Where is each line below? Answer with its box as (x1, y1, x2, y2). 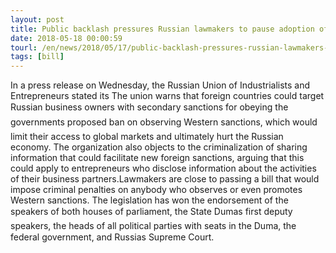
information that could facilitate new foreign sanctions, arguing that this (10, 152, 305, 164)
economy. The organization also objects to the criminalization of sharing (10, 141, 308, 153)
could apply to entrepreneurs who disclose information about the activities (10, 162, 317, 175)
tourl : (10, 42, 38, 53)
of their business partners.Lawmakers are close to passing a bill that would (10, 173, 320, 185)
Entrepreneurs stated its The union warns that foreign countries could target (10, 90, 325, 102)
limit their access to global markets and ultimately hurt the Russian (10, 131, 284, 143)
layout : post (10, 14, 65, 25)
